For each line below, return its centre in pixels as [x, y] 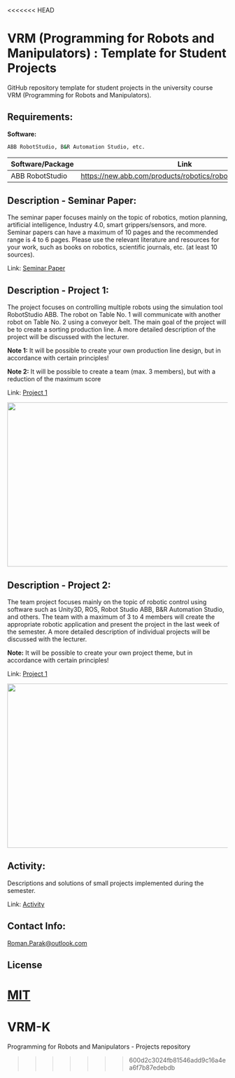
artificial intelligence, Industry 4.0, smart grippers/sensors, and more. [107, 225]
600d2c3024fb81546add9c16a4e [177, 1060]
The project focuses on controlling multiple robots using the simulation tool [115, 307]
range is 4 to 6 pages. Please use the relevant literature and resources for [113, 240]
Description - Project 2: [59, 585]
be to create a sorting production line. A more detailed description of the [112, 329]
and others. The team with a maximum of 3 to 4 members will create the [111, 617]
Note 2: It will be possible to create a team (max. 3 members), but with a [111, 371]
